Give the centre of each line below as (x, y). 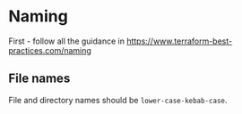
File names (39, 79)
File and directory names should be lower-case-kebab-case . (118, 100)
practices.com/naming (50, 50)
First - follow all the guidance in (66, 41)
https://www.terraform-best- (179, 41)
